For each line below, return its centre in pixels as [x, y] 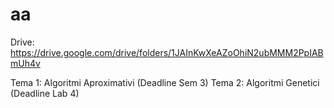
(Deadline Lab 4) [45, 93]
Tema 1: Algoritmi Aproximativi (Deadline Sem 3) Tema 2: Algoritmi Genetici [165, 82]
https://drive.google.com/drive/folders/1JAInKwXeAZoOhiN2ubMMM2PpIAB [167, 52]
